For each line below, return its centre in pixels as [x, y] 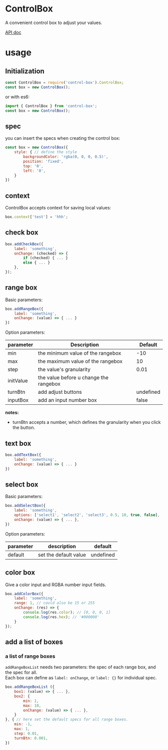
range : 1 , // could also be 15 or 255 [54, 603]
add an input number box [67, 400]
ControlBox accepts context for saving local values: [58, 208]
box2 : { [22, 696]
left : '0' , [34, 171]
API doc [13, 32]
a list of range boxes [30, 656]
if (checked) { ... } [46, 258]
